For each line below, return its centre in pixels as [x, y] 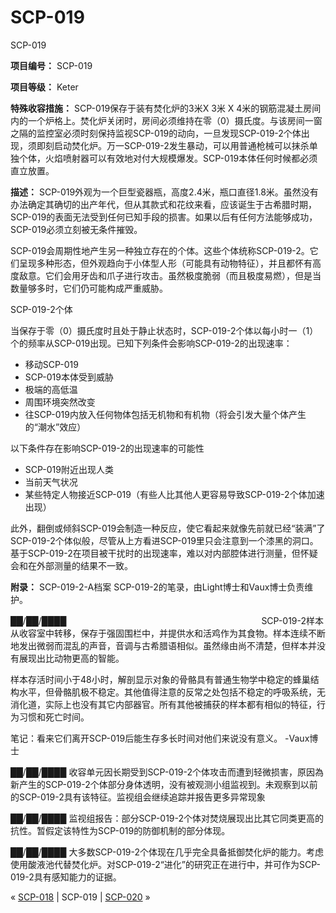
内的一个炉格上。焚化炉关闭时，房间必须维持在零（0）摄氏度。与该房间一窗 [166, 120]
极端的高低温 [51, 389]
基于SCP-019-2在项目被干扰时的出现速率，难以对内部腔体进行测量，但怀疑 [164, 553]
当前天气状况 [51, 482]
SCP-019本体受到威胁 [69, 377]
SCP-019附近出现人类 [69, 469]
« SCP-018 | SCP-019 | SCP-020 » [80, 897]
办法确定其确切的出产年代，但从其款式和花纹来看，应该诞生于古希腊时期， [163, 204]
